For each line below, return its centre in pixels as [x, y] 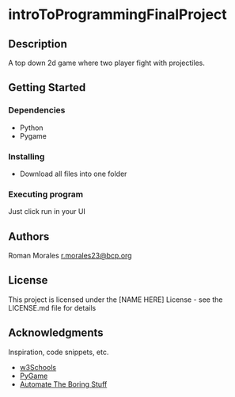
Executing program [46, 194]
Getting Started [47, 88]
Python [31, 128]
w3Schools [38, 367]
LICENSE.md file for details [52, 307]
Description [38, 44]
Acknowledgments [56, 333]
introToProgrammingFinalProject [117, 15]
